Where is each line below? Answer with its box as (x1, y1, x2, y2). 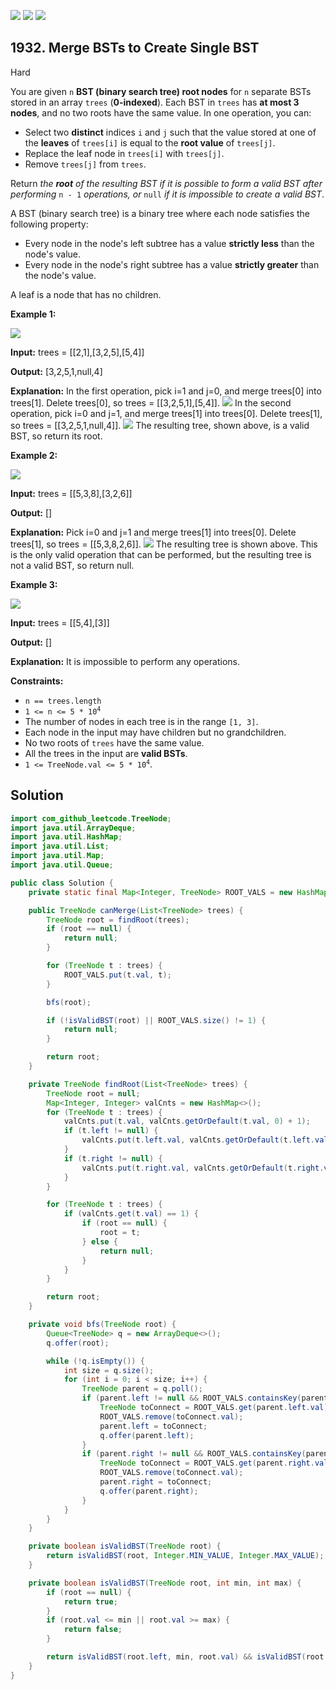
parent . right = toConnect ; (99, 1477, 213, 1487)
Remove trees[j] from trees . (24, 158, 147, 170)
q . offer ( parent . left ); (99, 1430, 195, 1440)
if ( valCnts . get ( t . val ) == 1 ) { (63, 1209, 199, 1219)
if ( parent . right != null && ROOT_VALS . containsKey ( (81, 1449, 307, 1459)
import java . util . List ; (10, 841, 110, 852)
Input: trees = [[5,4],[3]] (10, 616, 110, 629)
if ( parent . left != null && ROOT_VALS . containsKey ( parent (81, 1393, 329, 1404)
